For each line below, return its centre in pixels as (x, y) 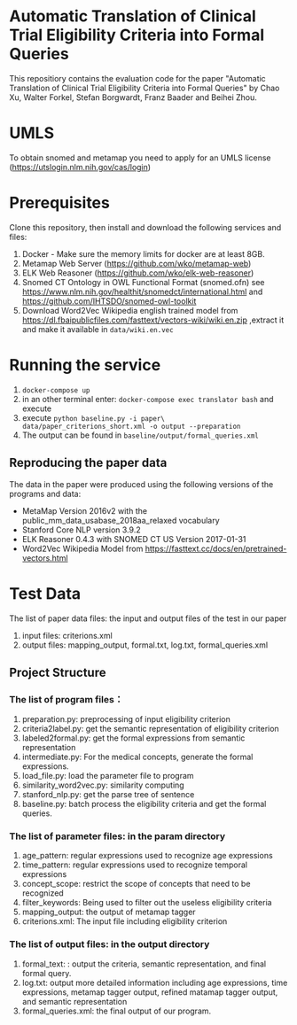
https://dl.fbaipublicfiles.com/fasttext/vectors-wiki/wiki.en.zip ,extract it (153, 320)
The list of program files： (66, 699)
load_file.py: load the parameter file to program (108, 776)
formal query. (47, 973)
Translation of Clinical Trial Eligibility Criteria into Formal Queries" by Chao (145, 88)
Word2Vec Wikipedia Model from (82, 548)
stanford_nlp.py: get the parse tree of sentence (108, 795)
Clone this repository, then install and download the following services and (145, 227)
